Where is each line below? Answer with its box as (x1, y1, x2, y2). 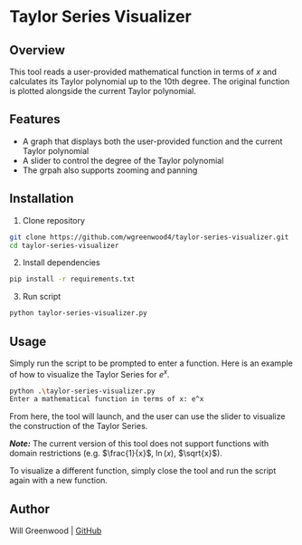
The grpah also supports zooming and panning (22, 165, 198, 176)
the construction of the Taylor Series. (9, 421, 148, 432)
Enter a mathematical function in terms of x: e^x (9, 395, 204, 404)
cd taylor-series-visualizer (9, 241, 119, 250)
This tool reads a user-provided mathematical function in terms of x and (9, 66, 278, 77)
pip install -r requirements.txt (9, 274, 136, 284)
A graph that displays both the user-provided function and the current (22, 136, 283, 147)
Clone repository (22, 215, 86, 225)
